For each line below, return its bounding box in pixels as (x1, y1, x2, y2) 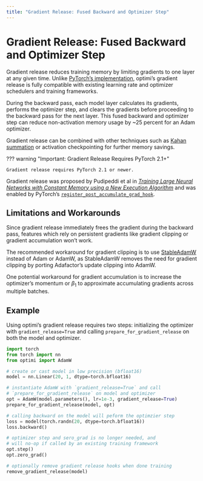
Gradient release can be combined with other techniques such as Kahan (6, 137, 187, 144)
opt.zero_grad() (6, 452, 47, 459)
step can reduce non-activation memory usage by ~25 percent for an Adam (6, 118, 196, 126)
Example (6, 305, 40, 316)
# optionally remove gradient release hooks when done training (6, 463, 172, 469)
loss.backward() (6, 424, 47, 430)
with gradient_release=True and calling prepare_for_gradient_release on (6, 327, 190, 335)
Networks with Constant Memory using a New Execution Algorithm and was (6, 183, 196, 191)
